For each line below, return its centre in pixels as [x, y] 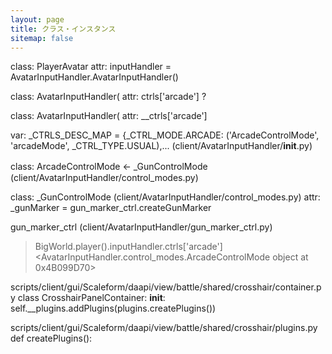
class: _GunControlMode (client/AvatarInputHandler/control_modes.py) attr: [165, 197]
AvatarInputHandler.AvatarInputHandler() [94, 77]
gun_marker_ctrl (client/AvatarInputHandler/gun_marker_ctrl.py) [141, 227]
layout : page [37, 19]
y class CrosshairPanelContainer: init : [88, 298]
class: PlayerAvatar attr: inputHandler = [91, 67]
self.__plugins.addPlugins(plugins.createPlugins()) [113, 308]
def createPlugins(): [51, 338]
